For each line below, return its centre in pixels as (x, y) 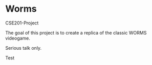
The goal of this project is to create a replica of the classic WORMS (76, 32)
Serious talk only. (24, 48)
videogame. (18, 38)
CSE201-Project (22, 23)
